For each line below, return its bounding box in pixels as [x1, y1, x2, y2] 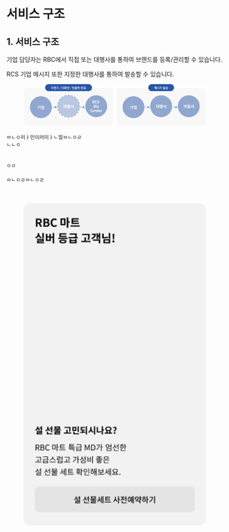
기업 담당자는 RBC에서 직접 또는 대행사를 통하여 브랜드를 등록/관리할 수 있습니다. [6, 56, 223, 63]
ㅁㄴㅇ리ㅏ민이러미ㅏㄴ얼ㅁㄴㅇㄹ [6, 134, 83, 141]
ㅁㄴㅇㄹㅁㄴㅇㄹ [6, 177, 45, 184]
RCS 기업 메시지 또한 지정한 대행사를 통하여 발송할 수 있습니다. [6, 70, 175, 78]
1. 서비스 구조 [6, 36, 59, 47]
